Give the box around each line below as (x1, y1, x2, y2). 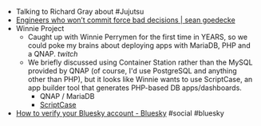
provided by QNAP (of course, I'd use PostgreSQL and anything (27, 66, 237, 75)
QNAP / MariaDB (39, 92, 95, 100)
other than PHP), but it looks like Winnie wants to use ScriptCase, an (27, 75, 253, 84)
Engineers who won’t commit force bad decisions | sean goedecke (15, 15, 235, 25)
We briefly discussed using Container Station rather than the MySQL (27, 57, 253, 67)
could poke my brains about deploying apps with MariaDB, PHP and (27, 41, 251, 50)
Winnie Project (15, 24, 65, 33)
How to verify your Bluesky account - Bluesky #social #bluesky (15, 108, 225, 118)
